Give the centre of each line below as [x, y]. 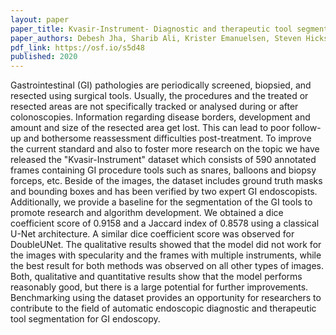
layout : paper [40, 19]
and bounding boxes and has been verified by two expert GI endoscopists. [164, 192]
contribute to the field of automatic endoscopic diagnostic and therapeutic [163, 308]
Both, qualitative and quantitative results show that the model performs [156, 277]
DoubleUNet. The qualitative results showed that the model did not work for [166, 245]
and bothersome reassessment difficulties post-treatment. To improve [167, 138]
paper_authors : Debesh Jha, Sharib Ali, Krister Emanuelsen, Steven [156, 38]
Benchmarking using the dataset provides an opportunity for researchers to [166, 298]
